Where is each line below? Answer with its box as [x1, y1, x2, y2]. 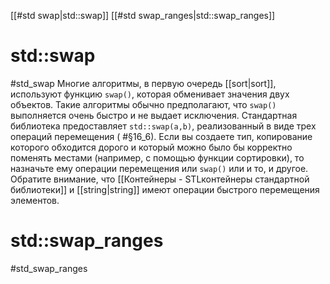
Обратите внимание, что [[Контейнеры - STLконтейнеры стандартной [10, 173, 310, 185]
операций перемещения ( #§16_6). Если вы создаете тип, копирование [10, 130, 313, 142]
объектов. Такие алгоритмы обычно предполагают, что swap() [10, 98, 277, 110]
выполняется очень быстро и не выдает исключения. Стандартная [10, 109, 298, 121]
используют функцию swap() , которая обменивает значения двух [10, 88, 290, 100]
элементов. [10, 194, 60, 206]
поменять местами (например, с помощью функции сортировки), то [10, 151, 305, 164]
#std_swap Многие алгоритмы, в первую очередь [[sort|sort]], [10, 77, 277, 89]
